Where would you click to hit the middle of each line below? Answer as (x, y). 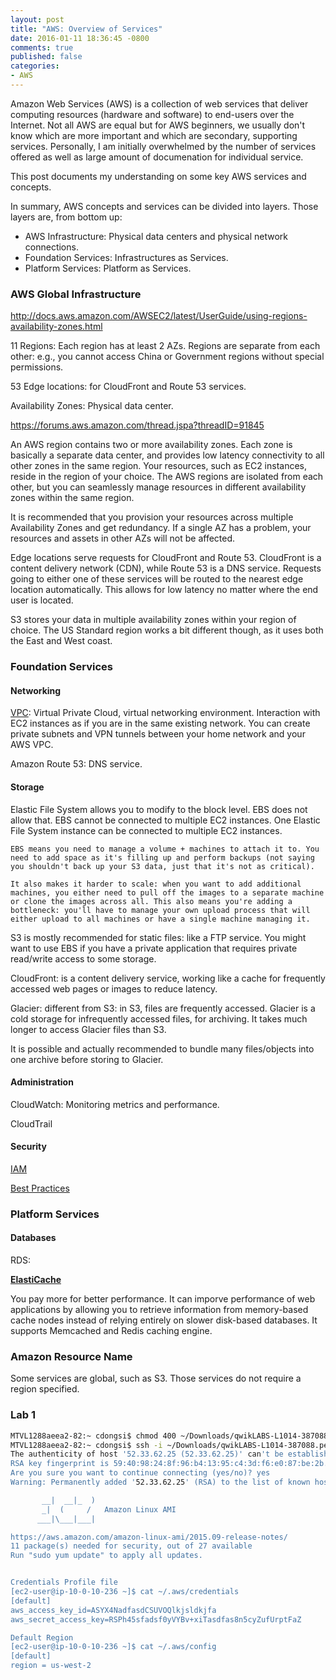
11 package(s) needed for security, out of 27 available (131, 1546)
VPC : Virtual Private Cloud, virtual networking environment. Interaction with (165, 713)
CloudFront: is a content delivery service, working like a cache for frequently (168, 978)
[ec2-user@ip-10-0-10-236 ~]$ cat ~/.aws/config (113, 1647)
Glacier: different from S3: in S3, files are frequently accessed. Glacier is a (163, 1008)
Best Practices (40, 1188)
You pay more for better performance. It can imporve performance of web (163, 1299)
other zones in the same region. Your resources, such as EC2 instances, (159, 466)
